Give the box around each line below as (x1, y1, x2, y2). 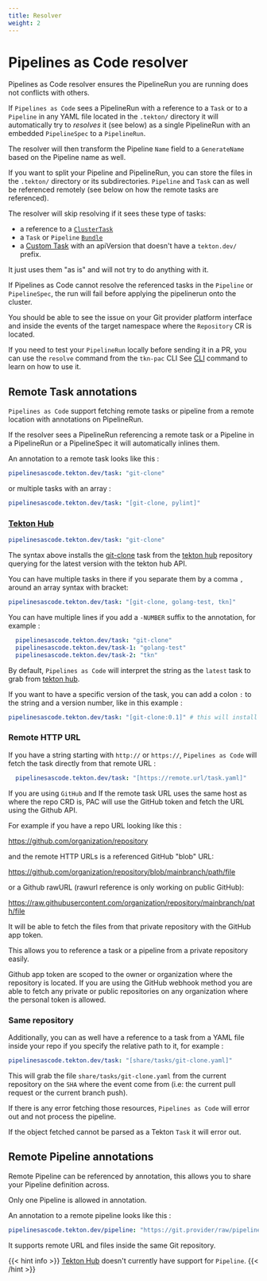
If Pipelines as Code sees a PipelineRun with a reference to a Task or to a (8, 103, 248, 113)
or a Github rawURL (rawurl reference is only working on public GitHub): (8, 882, 245, 892)
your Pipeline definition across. (8, 1179, 110, 1189)
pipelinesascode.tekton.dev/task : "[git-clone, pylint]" (8, 499, 201, 508)
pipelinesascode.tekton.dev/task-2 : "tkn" (15, 651, 158, 659)
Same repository (8, 1014, 74, 1026)
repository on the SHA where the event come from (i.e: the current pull (8, 1079, 236, 1088)
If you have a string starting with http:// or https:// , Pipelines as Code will (8, 750, 257, 760)
